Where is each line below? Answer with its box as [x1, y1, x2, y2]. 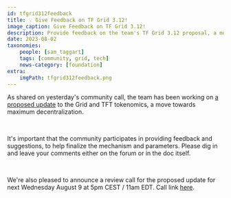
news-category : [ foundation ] [19, 61, 103, 68]
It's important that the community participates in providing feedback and [7, 135, 213, 143]
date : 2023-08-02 [7, 36, 57, 43]
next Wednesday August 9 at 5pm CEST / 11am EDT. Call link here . [7, 184, 195, 192]
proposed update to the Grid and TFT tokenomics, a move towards [7, 101, 196, 109]
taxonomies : [7, 42, 41, 49]
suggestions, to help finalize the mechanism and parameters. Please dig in [7, 142, 218, 150]
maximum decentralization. [7, 108, 84, 116]
